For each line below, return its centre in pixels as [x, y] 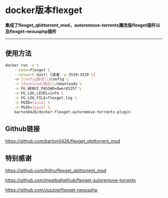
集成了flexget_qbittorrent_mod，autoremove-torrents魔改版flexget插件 [80, 25]
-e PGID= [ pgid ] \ [32, 107]
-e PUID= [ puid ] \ [32, 103]
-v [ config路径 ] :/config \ [41, 79]
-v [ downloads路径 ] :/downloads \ [48, 84]
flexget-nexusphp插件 [33, 31]
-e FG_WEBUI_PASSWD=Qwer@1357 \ [48, 89]
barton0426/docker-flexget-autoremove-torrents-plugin [72, 112]
